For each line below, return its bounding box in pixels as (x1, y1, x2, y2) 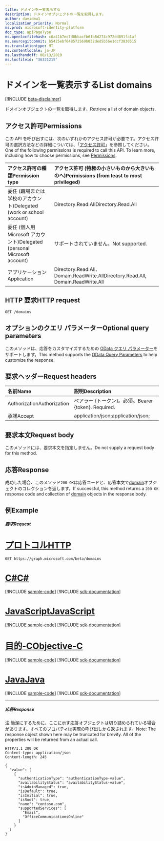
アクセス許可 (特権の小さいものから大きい (54, 165, 150, 171)
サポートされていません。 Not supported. (54, 240, 147, 247)
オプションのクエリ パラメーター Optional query (5, 324, 149, 332)
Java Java (5, 674, 45, 685)
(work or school (7, 209, 44, 215)
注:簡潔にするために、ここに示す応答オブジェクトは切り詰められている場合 (5, 719, 156, 725)
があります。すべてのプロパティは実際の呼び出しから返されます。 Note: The (5, 726, 156, 732)
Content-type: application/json (5, 750, 71, 755)
